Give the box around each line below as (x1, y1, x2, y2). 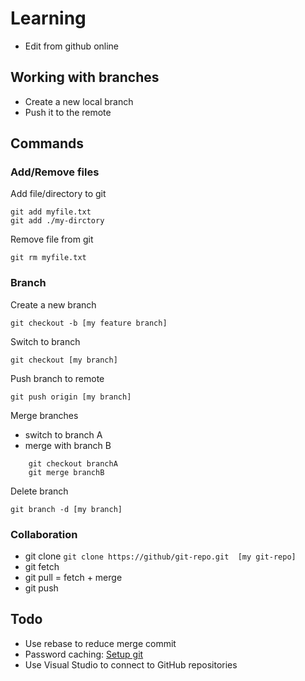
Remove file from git (10, 233, 94, 246)
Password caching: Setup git (24, 648, 144, 660)
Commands (10, 135, 85, 152)
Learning (10, 7, 87, 30)
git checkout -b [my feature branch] (10, 318, 168, 328)
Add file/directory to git (10, 188, 107, 200)
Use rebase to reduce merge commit (24, 637, 177, 649)
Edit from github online (24, 40, 120, 52)
